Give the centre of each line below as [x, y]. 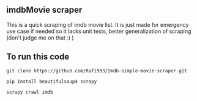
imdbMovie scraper [44, 10]
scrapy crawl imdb [30, 92]
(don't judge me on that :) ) [40, 37]
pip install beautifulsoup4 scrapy [52, 82]
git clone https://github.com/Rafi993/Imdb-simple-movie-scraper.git [97, 71]
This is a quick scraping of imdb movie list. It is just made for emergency [98, 24]
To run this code [38, 57]
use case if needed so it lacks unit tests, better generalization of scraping [99, 31]
